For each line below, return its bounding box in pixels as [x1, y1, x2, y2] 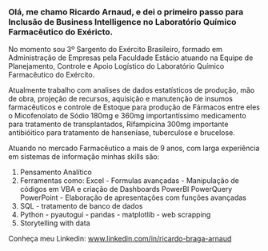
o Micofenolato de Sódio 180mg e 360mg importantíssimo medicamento [8, 111, 246, 121]
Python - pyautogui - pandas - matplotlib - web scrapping [19, 210, 211, 220]
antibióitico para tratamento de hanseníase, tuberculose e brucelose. [8, 128, 236, 137]
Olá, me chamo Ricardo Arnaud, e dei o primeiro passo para [8, 6, 244, 18]
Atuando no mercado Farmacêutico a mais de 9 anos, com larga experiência [8, 143, 260, 153]
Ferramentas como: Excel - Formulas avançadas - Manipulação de [19, 176, 240, 185]
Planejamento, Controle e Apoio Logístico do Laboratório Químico [8, 62, 225, 71]
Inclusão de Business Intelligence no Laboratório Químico [8, 16, 237, 27]
